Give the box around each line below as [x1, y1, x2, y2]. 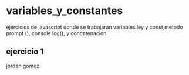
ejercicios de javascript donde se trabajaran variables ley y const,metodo [6, 23, 183, 30]
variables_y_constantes [6, 4, 123, 18]
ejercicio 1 [6, 47, 44, 57]
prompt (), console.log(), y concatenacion [6, 29, 107, 36]
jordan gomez [6, 62, 40, 69]
